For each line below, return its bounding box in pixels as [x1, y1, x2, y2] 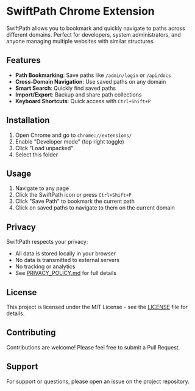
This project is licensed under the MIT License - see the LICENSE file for [6, 304, 188, 310]
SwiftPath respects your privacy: [6, 238, 88, 246]
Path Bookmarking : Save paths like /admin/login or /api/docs [15, 71, 172, 79]
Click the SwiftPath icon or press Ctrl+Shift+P [15, 191, 132, 199]
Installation [6, 115, 50, 126]
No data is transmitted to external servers [15, 257, 120, 264]
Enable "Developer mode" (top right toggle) [15, 137, 125, 145]
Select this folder [15, 151, 58, 158]
